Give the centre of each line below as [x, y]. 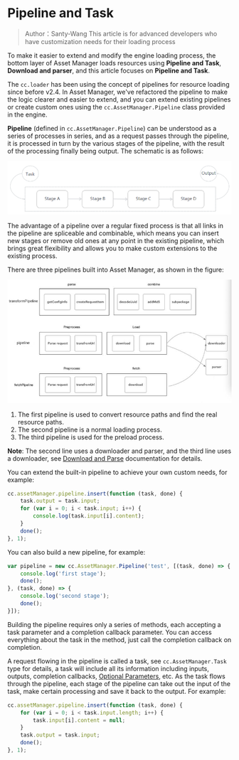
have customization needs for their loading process [100, 41]
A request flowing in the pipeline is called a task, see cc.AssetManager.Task [117, 661]
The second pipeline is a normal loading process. [90, 429]
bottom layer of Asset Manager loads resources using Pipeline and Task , [115, 63]
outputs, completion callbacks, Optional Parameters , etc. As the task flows [116, 676]
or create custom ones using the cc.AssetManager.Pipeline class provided [116, 107]
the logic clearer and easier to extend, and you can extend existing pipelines [119, 99]
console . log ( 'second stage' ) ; [65, 596]
